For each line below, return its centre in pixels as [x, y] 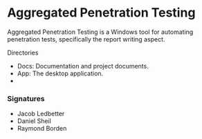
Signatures [26, 98]
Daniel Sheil [34, 121]
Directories [23, 53]
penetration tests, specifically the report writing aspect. [86, 39]
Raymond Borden [42, 129]
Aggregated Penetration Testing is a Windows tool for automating [100, 32]
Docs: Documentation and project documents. [83, 66]
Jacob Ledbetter [41, 114]
